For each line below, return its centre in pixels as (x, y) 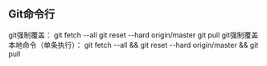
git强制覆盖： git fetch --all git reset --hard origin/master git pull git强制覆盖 (133, 35)
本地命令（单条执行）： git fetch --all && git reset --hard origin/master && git (133, 45)
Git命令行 (32, 14)
